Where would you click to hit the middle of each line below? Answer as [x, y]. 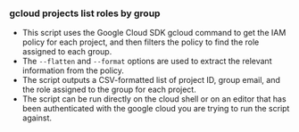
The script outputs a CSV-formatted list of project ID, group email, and [151, 80]
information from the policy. [73, 70]
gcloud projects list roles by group [85, 13]
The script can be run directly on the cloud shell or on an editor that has [154, 99]
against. [37, 118]
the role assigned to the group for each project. [109, 90]
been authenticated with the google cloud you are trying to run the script [156, 109]
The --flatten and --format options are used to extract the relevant [147, 62]
